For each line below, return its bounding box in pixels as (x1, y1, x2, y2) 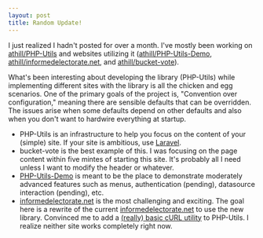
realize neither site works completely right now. (19, 221, 173, 230)
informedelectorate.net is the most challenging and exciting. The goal (19, 196, 245, 205)
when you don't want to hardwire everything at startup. (8, 114, 187, 123)
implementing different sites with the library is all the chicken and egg (8, 80, 233, 90)
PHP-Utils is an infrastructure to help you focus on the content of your (19, 129, 247, 138)
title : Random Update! (8, 19, 82, 27)
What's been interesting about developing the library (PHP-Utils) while (8, 72, 236, 82)
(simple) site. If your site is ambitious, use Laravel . (19, 137, 182, 147)
